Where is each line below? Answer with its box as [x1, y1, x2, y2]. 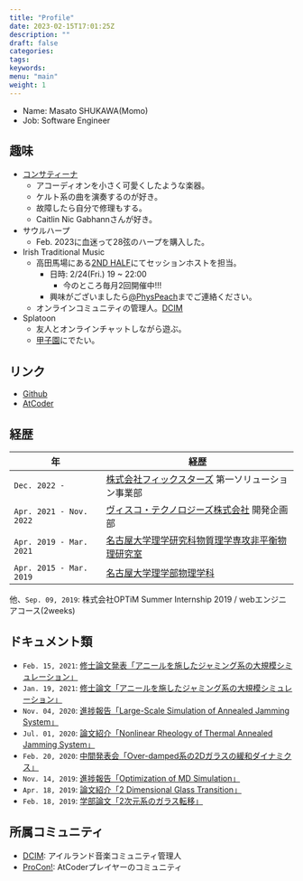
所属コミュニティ [9, 824, 104, 840]
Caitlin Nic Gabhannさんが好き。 [35, 214, 158, 225]
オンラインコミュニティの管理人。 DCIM [35, 303, 183, 314]
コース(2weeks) [16, 605, 76, 616]
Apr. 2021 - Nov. [14, 507, 88, 517]
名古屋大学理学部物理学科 [106, 567, 215, 579]
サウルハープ [22, 225, 70, 236]
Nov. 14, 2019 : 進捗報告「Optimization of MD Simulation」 [22, 773, 241, 783]
